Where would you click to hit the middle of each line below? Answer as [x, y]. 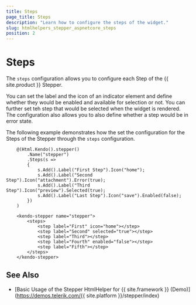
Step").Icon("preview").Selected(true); [56, 191]
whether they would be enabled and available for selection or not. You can [96, 103]
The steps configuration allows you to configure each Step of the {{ [87, 79]
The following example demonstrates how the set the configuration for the [96, 133]
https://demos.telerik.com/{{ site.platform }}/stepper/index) [88, 295]
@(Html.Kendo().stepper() [48, 150]
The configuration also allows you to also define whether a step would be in [97, 115]
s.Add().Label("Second [65, 175]
